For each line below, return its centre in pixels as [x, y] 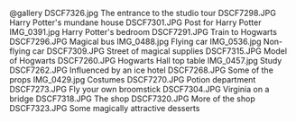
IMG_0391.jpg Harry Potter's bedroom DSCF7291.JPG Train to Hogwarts [143, 32]
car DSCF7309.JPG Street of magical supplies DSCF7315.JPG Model [159, 51]
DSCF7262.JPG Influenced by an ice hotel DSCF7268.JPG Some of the [141, 70]
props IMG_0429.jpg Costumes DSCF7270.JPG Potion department [133, 79]
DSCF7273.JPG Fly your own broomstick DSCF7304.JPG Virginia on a [139, 89]
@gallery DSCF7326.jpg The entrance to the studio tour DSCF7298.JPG [143, 13]
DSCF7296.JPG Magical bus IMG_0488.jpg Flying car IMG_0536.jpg [135, 41]
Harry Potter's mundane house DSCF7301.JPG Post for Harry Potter [135, 22]
